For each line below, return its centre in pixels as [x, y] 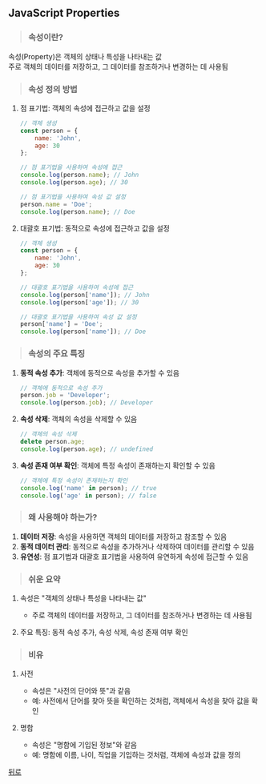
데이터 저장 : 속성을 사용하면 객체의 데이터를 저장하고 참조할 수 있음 [123, 537]
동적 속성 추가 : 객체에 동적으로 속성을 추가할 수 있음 [100, 372]
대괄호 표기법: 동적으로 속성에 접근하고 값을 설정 [95, 228]
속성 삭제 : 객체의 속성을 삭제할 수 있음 [79, 419]
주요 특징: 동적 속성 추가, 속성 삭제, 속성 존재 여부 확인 [104, 632]
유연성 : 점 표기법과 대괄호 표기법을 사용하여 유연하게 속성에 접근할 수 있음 [134, 557]
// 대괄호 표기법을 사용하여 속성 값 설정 [79, 317]
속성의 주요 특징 [56, 354]
